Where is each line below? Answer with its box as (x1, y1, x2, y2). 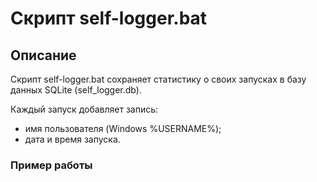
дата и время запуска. (24, 133, 121, 145)
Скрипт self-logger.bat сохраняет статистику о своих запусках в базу (10, 73, 307, 85)
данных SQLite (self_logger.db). (10, 84, 142, 96)
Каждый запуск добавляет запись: (10, 103, 159, 115)
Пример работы (10, 158, 93, 172)
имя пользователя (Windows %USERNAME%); (24, 123, 222, 134)
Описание (10, 47, 77, 64)
